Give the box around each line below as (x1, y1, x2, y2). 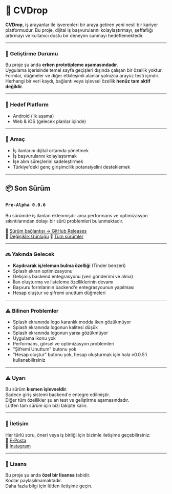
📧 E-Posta (5, 437, 27, 443)
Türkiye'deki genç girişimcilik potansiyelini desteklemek (12, 163, 131, 170)
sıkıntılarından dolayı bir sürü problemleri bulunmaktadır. (5, 218, 124, 224)
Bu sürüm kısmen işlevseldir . (5, 386, 68, 393)
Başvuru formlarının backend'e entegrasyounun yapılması (12, 284, 135, 290)
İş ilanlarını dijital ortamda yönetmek (12, 147, 89, 153)
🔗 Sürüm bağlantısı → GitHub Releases (5, 228, 87, 234)
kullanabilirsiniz (12, 357, 46, 363)
